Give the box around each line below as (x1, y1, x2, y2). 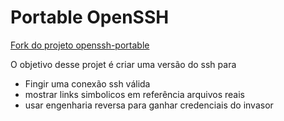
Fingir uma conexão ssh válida (24, 77, 151, 90)
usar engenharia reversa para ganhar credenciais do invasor (24, 99, 274, 111)
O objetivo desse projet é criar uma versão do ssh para (10, 58, 237, 70)
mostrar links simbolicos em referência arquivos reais (24, 88, 245, 100)
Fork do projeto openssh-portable (10, 39, 150, 51)
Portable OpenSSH (10, 6, 170, 29)
